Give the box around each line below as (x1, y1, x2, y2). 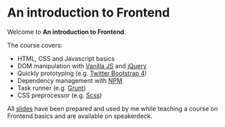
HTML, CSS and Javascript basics (17, 54, 115, 63)
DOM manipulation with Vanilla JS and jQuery (17, 61, 147, 70)
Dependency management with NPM (17, 76, 123, 84)
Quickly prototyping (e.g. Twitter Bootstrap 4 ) (17, 69, 147, 77)
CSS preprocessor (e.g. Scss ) (17, 91, 102, 99)
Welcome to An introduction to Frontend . (7, 28, 126, 36)
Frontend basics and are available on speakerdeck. (7, 112, 153, 120)
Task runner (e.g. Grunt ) (17, 84, 87, 92)
